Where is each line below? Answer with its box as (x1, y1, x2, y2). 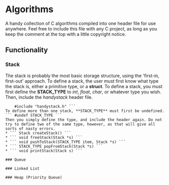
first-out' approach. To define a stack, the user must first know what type (5, 78, 159, 84)
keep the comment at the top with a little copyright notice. (5, 31, 126, 37)
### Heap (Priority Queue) (5, 175, 62, 180)
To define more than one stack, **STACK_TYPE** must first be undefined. (5, 108, 165, 114)
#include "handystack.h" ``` (14, 104, 76, 109)
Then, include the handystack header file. (5, 94, 93, 100)
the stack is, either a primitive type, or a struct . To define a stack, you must (5, 83, 163, 89)
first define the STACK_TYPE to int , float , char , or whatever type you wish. (5, 89, 161, 95)
